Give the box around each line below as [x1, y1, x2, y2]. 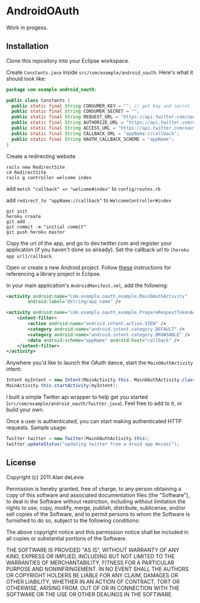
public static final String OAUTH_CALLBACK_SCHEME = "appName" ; [11, 136, 174, 142]
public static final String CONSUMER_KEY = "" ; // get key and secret [11, 103, 190, 109]
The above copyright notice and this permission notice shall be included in [6, 528, 189, 536]
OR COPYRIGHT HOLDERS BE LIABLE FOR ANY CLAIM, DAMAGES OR [6, 571, 179, 579]
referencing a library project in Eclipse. [6, 270, 101, 277]
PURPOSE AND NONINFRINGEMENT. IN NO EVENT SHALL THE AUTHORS [6, 565, 189, 573]
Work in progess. [6, 24, 48, 31]
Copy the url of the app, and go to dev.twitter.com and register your [6, 239, 172, 247]
